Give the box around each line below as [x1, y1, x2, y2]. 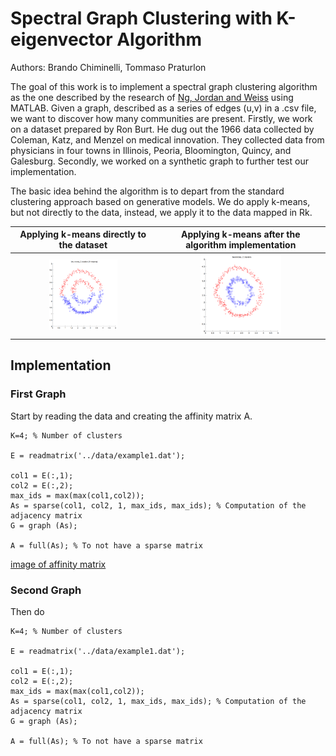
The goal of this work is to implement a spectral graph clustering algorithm [10, 80, 318, 92]
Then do [10, 605, 45, 617]
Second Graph [10, 583, 82, 597]
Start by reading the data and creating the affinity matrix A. [10, 410, 253, 422]
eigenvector [10, 28, 113, 51]
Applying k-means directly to [19, 228, 147, 241]
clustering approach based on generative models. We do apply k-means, [10, 195, 311, 207]
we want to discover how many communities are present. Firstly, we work [10, 112, 313, 124]
